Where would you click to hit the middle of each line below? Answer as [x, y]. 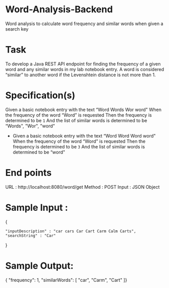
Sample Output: [39, 266]
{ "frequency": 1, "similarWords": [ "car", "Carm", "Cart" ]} [66, 280]
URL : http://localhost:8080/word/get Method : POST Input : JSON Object [82, 187]
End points [29, 173]
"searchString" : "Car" [31, 236]
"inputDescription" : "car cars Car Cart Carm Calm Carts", [71, 231]
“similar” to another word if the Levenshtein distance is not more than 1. [81, 75]
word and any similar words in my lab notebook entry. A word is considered [85, 69]
